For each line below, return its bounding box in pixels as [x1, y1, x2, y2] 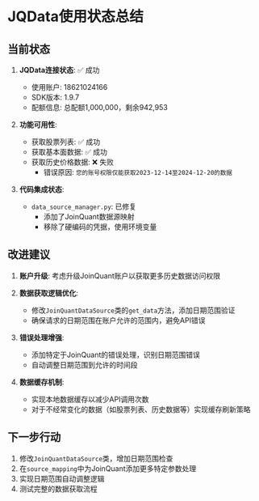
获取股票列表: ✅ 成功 [31, 137, 101, 146]
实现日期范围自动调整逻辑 [19, 473, 105, 483]
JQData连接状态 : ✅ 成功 [19, 66, 100, 74]
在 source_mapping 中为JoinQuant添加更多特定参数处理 [19, 463, 197, 473]
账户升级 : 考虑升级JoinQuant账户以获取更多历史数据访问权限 [19, 270, 221, 280]
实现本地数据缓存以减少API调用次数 [31, 394, 149, 404]
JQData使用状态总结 [7, 7, 144, 26]
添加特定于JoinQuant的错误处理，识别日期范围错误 [31, 350, 201, 359]
